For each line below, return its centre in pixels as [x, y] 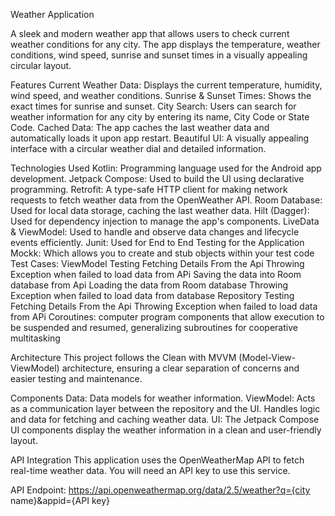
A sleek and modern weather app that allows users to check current [150, 33]
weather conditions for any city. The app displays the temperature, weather [165, 44]
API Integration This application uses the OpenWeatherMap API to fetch [157, 460]
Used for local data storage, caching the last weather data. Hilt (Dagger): [160, 210]
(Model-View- [267, 357]
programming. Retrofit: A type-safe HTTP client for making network [149, 189]
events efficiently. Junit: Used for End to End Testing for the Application [157, 242]
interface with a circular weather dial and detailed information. [138, 148]
